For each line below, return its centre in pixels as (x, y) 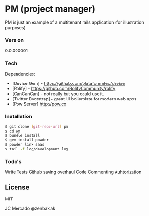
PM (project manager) (50, 9)
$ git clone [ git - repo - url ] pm (37, 126)
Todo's (13, 161)
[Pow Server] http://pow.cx (39, 104)
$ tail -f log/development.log (37, 149)
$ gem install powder (27, 140)
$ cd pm (13, 131)
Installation (19, 116)
